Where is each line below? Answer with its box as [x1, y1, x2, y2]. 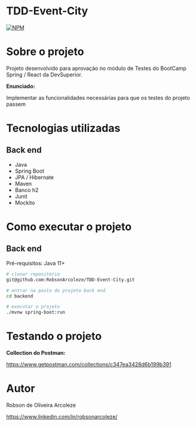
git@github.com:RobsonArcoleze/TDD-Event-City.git [6, 277, 135, 283]
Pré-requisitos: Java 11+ [6, 259, 65, 266]
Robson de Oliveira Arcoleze [6, 402, 76, 409]
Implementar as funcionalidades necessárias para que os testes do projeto [6, 94, 190, 101]
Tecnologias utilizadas [6, 121, 121, 135]
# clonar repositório [6, 271, 60, 277]
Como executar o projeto [6, 220, 132, 234]
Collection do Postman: [6, 350, 66, 357]
